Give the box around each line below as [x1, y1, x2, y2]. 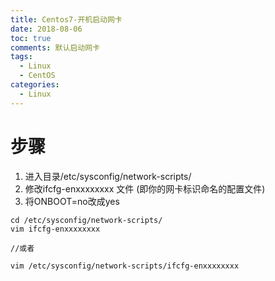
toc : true [10, 33, 52, 43]
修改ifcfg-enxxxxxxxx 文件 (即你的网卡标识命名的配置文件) [24, 182, 266, 195]
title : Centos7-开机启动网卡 [10, 14, 123, 25]
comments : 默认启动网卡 [10, 42, 100, 53]
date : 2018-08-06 [10, 24, 83, 34]
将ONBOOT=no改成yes [24, 195, 120, 207]
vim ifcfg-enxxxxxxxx [10, 224, 101, 234]
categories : [10, 80, 60, 90]
